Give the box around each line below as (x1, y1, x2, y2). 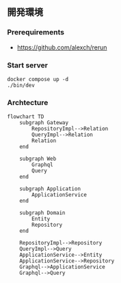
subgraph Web (19, 155, 57, 163)
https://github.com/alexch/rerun (16, 43, 107, 52)
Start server (7, 60, 48, 70)
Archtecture (7, 98, 49, 107)
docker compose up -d (7, 76, 69, 82)
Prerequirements (7, 27, 65, 37)
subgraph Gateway (19, 120, 69, 126)
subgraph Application (19, 185, 81, 192)
